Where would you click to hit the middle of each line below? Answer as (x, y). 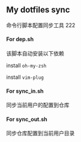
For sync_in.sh (25, 91)
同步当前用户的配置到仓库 (38, 105)
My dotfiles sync (38, 10)
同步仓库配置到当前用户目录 (40, 133)
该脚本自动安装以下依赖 (35, 54)
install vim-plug (25, 77)
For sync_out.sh (27, 119)
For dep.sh (20, 39)
